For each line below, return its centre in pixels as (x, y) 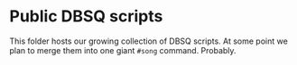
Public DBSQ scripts (86, 16)
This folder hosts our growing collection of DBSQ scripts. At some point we (149, 41)
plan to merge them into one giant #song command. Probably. (123, 50)
